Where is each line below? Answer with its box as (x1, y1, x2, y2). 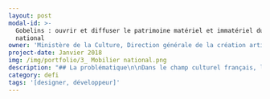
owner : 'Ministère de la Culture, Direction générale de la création (8, 42, 247, 49)
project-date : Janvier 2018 (8, 49, 103, 57)
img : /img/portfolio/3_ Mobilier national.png (8, 57, 167, 65)
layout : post (8, 11, 52, 20)
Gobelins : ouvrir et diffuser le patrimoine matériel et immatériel (15, 26, 253, 34)
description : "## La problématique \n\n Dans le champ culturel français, (8, 64, 257, 72)
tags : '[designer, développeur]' (8, 78, 121, 86)
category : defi (8, 71, 59, 79)
